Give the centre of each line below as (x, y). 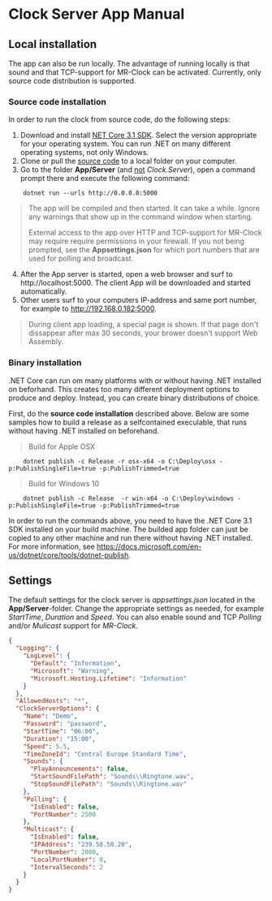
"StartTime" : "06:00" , (61, 731)
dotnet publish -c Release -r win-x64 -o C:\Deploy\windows (128, 498)
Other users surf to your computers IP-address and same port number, (138, 300)
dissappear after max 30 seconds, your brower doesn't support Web (143, 333)
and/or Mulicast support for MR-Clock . (73, 626)
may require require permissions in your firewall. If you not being (136, 241)
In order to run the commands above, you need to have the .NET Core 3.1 (130, 520)
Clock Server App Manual (97, 14)
